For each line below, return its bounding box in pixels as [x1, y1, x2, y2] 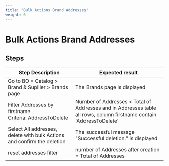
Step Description [18, 69, 60, 76]
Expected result [99, 69, 138, 76]
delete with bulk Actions [8, 132, 64, 139]
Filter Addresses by [8, 101, 54, 108]
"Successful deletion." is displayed [75, 135, 158, 142]
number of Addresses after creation [75, 146, 160, 153]
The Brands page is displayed [75, 84, 146, 91]
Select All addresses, [8, 125, 58, 132]
